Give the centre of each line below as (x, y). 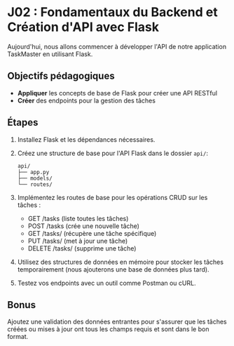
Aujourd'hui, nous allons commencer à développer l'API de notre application (117, 46)
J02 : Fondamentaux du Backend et (113, 12)
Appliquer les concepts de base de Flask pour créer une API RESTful (117, 93)
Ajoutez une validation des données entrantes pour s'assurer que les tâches (117, 322)
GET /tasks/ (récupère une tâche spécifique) (92, 233)
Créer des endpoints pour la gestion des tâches (87, 100)
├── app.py (33, 172)
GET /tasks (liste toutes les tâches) (78, 218)
